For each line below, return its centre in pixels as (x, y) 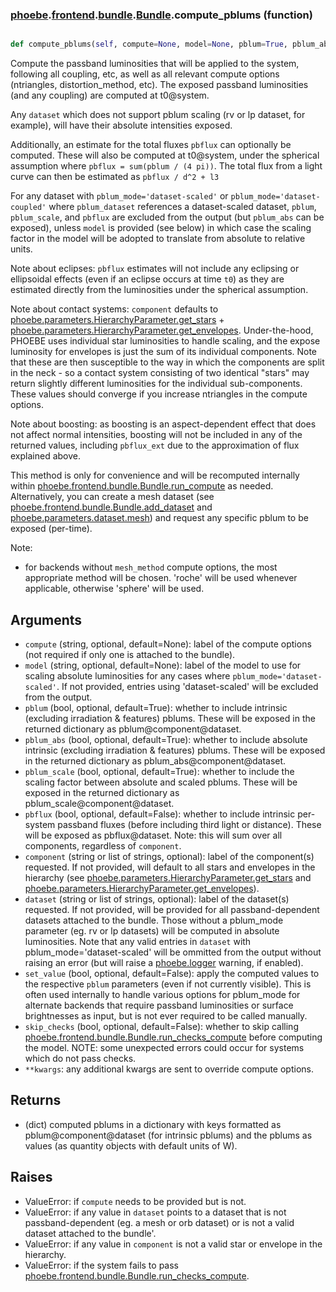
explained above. (45, 456)
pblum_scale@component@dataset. (99, 803)
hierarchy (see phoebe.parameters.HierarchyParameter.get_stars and (168, 877)
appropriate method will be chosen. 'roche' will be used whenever (161, 578)
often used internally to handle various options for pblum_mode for (162, 994)
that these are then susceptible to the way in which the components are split (167, 362)
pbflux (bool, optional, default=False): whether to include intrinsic (160, 814)
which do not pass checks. (80, 1058)
